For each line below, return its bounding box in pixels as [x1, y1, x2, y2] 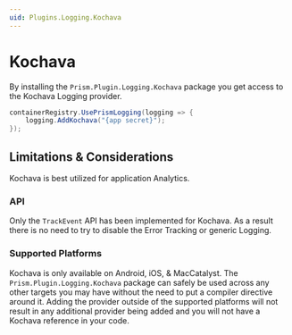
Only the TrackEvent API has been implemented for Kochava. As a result [9, 215, 274, 226]
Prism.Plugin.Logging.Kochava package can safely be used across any [9, 277, 270, 288]
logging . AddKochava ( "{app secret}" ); [25, 116, 166, 125]
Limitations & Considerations [9, 149, 174, 164]
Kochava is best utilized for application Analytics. [9, 173, 190, 183]
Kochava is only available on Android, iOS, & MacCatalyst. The [9, 267, 238, 278]
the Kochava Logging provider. [9, 90, 122, 101]
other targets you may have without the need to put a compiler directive [9, 287, 273, 297]
